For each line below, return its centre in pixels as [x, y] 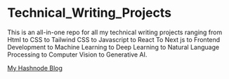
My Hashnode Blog [35, 68]
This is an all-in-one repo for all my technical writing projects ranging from [115, 32]
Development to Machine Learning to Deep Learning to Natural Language [113, 47]
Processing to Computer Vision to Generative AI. [77, 55]
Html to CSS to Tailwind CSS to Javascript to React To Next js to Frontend [114, 39]
